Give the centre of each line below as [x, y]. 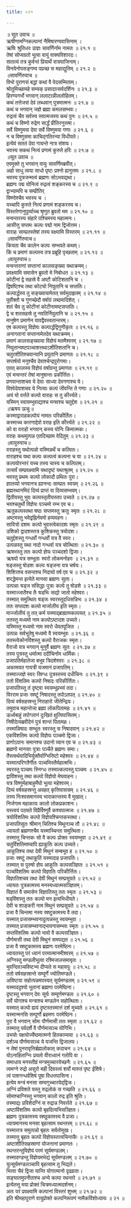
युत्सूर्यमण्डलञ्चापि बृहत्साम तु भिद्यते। [41, 1164]
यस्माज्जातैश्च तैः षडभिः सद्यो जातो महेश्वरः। [47, 592]
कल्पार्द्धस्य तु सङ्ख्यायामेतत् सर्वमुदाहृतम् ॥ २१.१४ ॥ [56, 293]
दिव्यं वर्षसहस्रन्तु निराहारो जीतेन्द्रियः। [40, 701]
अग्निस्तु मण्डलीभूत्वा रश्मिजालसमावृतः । [44, 960]
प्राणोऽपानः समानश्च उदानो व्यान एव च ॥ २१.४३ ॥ [54, 742]
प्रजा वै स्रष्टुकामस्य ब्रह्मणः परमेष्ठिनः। [41, 946]
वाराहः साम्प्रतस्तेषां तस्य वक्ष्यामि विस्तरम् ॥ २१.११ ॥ [56, 232]
